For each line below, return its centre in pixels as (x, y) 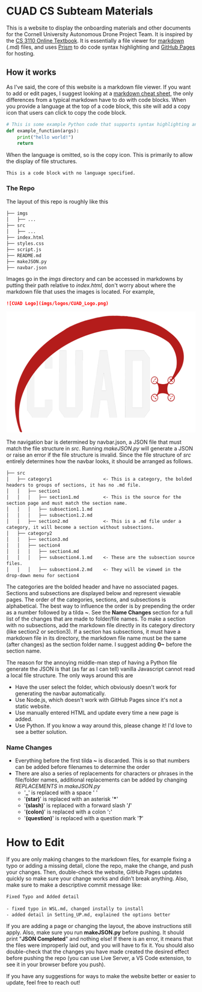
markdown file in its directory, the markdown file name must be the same (96, 638)
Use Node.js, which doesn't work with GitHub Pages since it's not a (98, 700)
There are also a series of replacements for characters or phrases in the (104, 774)
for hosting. (20, 53)
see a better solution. (41, 731)
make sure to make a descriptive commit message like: (74, 885)
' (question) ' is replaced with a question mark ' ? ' (84, 818)
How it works (31, 73)
